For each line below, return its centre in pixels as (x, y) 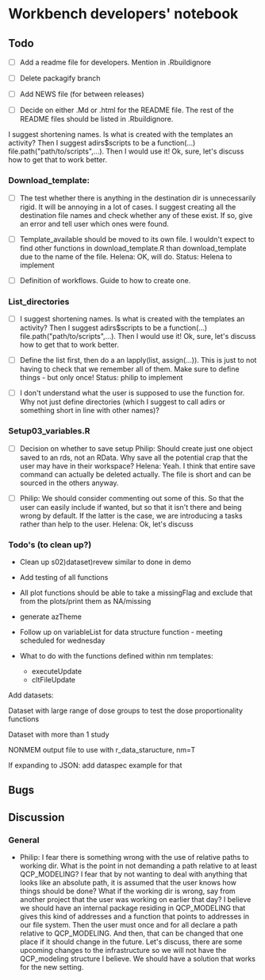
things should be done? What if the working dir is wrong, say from (127, 891)
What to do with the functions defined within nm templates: (116, 655)
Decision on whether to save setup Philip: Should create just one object (136, 448)
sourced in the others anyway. (69, 483)
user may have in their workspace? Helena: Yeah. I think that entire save (137, 465)
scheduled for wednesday (62, 640)
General (24, 840)
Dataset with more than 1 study (59, 734)
